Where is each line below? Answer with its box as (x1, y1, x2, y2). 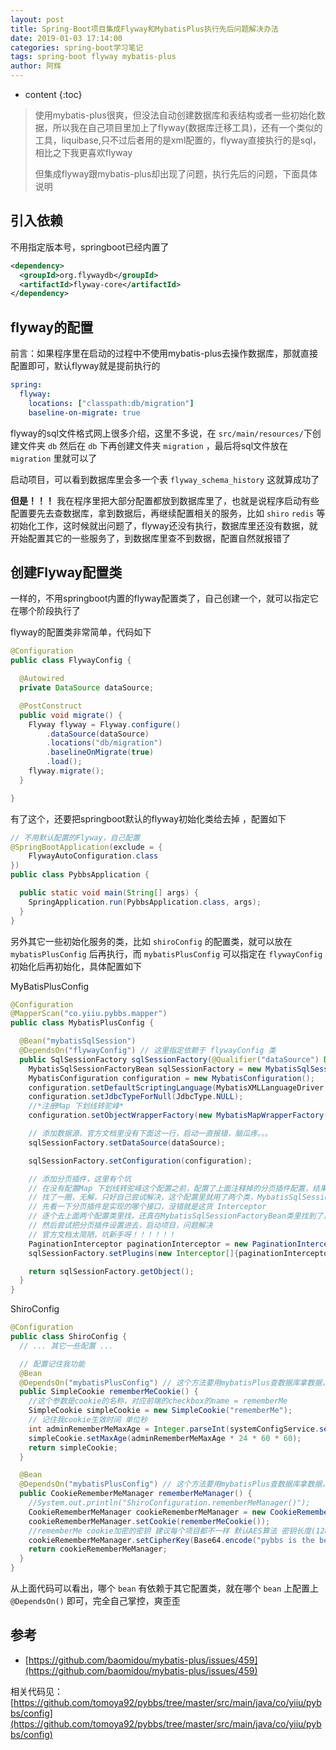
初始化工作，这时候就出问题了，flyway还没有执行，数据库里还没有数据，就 (10, 519, 318, 531)
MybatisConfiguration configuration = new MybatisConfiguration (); (28, 1073, 315, 1083)
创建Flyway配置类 (10, 564, 123, 581)
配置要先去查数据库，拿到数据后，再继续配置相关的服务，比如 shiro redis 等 (10, 507, 326, 519)
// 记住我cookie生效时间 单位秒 (28, 1415, 148, 1425)
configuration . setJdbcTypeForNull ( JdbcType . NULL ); (28, 1092, 244, 1102)
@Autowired (19, 674, 65, 684)
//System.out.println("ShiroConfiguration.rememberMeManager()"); (28, 1498, 311, 1508)
